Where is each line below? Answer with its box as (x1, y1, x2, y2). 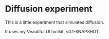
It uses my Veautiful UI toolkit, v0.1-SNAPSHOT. (5, 28, 100, 34)
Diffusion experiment (5, 3, 92, 14)
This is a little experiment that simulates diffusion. (5, 19, 105, 25)
